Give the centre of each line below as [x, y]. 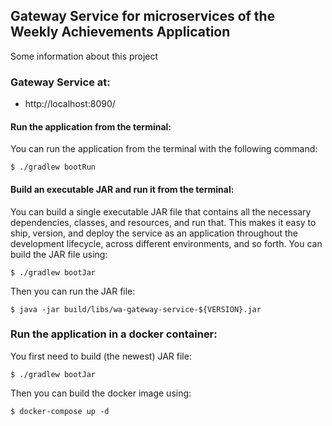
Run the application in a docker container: [114, 334]
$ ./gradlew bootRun [53, 167]
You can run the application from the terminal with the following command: [164, 149]
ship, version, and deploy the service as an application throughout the [154, 233]
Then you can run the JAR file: [73, 291]
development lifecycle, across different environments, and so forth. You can [166, 243]
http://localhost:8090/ [70, 104]
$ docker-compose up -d [60, 411]
